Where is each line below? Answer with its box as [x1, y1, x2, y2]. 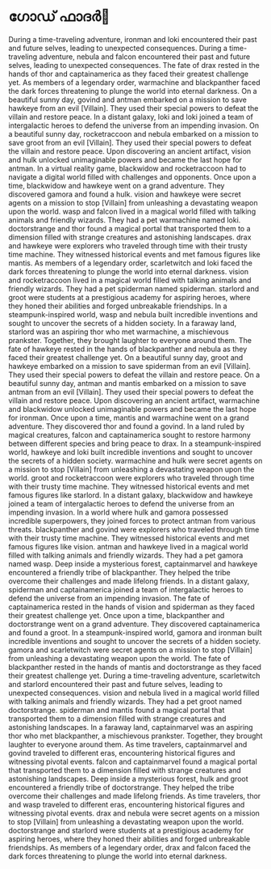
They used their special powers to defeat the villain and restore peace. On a [8, 370, 261, 379]
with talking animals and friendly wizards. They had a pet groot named [8, 696, 242, 706]
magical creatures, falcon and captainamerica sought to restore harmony [8, 430, 252, 439]
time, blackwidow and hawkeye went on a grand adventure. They [8, 180, 225, 190]
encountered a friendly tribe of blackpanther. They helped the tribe [8, 567, 231, 577]
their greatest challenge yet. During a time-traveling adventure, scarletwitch [8, 671, 261, 680]
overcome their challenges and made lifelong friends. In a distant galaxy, [8, 576, 250, 586]
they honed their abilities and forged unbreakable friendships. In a [8, 301, 227, 311]
